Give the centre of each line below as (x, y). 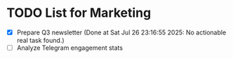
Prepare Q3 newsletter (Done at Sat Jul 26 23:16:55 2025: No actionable (121, 32)
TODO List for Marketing (79, 13)
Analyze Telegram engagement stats (70, 48)
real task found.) (40, 40)
